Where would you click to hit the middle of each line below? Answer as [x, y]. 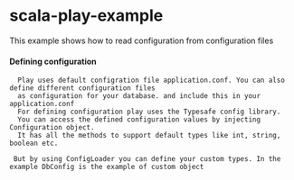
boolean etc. [34, 144]
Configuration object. [52, 128]
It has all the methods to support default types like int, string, [149, 136]
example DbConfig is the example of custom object [107, 167]
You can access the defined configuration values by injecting [139, 120]
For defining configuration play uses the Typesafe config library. [149, 112]
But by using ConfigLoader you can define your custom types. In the [147, 159]
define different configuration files [82, 88]
